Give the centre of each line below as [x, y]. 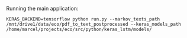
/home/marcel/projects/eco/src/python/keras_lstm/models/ [79, 29]
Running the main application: [42, 8]
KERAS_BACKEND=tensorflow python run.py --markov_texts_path [83, 19]
